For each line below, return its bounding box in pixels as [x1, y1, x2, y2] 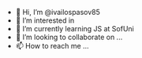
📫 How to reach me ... [15, 42, 89, 50]
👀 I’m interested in [15, 16, 75, 25]
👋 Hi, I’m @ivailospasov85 [15, 8, 101, 16]
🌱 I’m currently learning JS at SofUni [15, 24, 134, 33]
